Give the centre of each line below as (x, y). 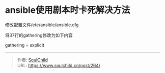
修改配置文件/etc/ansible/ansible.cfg (42, 25)
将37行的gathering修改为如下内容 (39, 35)
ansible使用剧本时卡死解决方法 (68, 10)
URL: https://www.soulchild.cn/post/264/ (59, 65)
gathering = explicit (25, 45)
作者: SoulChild (32, 60)
